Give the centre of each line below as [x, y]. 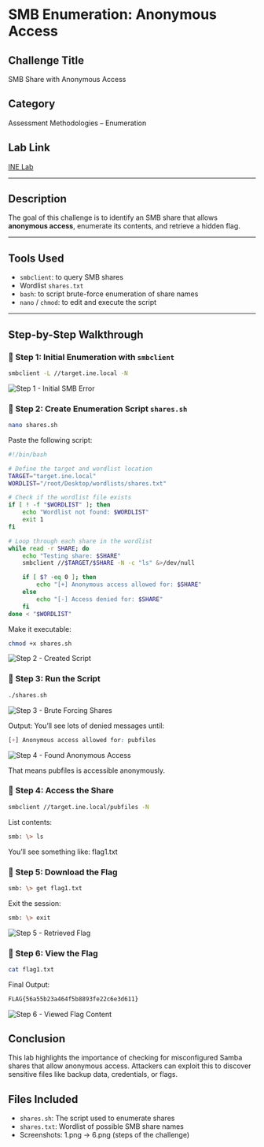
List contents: [30, 822]
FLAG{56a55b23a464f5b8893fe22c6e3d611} [73, 999]
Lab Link [29, 148]
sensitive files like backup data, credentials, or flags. [93, 1075]
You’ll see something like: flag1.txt [63, 852]
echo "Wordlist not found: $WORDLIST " [86, 512]
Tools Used [36, 258]
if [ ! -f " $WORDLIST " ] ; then [59, 505]
